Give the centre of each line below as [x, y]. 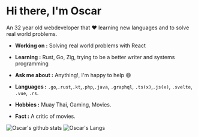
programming [32, 63]
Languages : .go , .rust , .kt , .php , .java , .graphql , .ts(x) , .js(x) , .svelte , [103, 86]
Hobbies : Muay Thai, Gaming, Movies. [63, 104]
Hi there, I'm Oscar [54, 11]
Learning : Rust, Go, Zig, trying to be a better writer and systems [95, 57]
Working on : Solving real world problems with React [80, 45]
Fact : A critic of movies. [45, 116]
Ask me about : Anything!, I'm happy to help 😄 [73, 75]
